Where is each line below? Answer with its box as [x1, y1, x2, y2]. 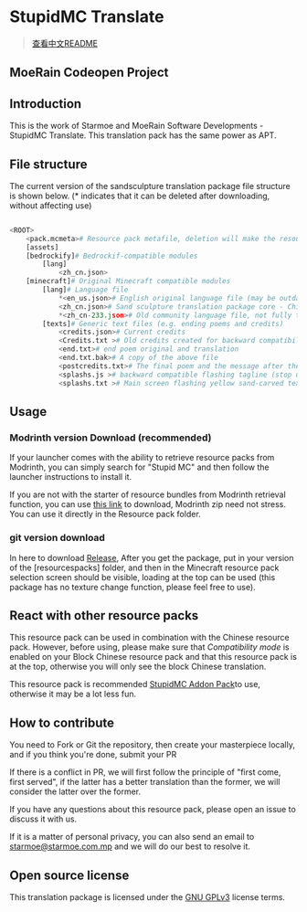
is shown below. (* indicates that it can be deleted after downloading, [9, 190, 270, 201]
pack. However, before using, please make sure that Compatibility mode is [9, 642, 290, 652]
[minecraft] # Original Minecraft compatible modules [26, 277, 231, 286]
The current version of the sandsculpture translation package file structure [9, 180, 291, 191]
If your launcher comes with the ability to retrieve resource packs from [9, 452, 275, 463]
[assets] [26, 242, 59, 252]
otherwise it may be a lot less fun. [9, 688, 137, 700]
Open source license [9, 867, 130, 883]
